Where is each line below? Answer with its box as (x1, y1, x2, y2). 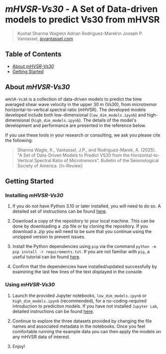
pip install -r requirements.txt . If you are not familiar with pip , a (12, 249, 150, 255)
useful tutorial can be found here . (12, 254, 81, 260)
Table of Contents (5, 50, 62, 59)
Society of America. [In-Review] (17, 163, 83, 169)
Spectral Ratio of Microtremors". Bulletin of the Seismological (34, 157, 159, 163)
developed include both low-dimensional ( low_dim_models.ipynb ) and (5, 112, 146, 118)
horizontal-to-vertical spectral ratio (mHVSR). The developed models (5, 107, 146, 113)
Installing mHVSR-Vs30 (5, 192, 63, 199)
